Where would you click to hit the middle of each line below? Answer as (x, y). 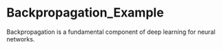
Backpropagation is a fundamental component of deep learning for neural (111, 32)
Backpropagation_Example (85, 13)
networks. (21, 39)
